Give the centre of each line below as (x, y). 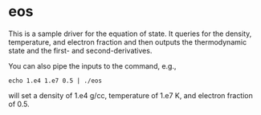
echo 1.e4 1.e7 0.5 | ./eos (55, 81)
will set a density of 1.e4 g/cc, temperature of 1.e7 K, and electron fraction (130, 95)
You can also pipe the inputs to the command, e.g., (92, 65)
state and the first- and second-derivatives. (80, 50)
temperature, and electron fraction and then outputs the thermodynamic (128, 42)
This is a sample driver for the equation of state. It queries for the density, (130, 34)
